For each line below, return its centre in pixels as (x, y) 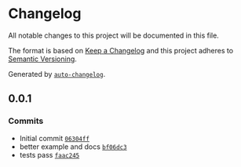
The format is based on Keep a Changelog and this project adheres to (121, 50)
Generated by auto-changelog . (57, 74)
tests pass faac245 (49, 154)
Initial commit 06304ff (55, 138)
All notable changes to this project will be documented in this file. (114, 35)
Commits (26, 121)
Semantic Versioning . (42, 59)
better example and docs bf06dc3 (73, 147)
